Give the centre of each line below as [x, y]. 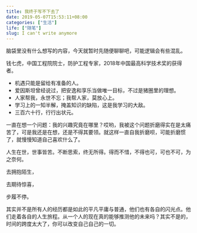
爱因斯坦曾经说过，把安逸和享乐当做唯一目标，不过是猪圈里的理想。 [97, 90]
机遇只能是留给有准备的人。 [48, 83]
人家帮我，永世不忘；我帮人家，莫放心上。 [66, 98]
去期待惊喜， [21, 184]
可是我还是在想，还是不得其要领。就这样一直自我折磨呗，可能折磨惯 [103, 132]
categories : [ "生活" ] [32, 22]
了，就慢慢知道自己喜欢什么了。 [45, 140]
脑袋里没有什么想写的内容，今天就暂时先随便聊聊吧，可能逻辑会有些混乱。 [96, 51]
